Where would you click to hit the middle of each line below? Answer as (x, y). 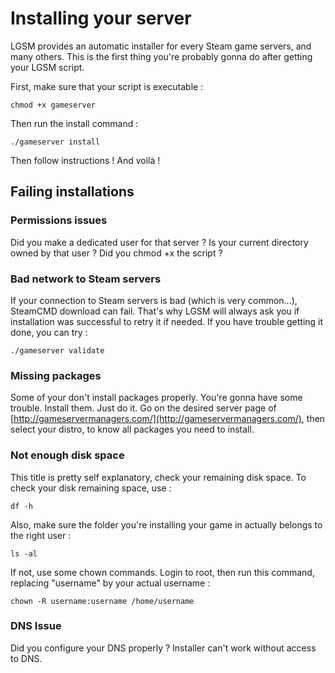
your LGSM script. (47, 67)
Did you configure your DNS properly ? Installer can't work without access (163, 648)
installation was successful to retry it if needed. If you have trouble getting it (167, 321)
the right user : (41, 535)
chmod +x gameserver (53, 105)
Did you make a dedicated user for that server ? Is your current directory (159, 242)
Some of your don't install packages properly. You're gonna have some (156, 398)
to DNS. (26, 658)
